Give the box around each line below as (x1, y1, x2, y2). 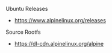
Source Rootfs (5, 28, 41, 36)
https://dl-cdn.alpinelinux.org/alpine (14, 40, 104, 47)
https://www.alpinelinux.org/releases (14, 17, 107, 23)
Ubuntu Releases (5, 5, 48, 12)
